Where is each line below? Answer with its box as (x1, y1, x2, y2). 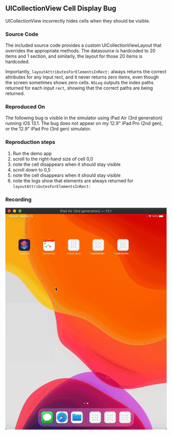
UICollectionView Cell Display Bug (5, 4, 117, 13)
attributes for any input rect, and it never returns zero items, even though (5, 74, 159, 80)
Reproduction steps (5, 139, 55, 146)
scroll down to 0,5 (12, 166, 51, 173)
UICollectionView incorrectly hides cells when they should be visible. (5, 17, 150, 24)
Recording (5, 196, 32, 203)
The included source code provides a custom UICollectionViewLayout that (5, 42, 162, 48)
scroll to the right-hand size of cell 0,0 (12, 156, 94, 162)
